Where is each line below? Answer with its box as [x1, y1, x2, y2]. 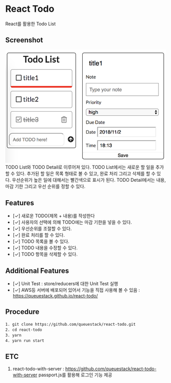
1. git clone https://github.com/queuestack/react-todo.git [5, 322, 136, 327]
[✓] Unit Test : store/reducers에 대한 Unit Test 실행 [12, 281, 118, 287]
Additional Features [5, 266, 69, 275]
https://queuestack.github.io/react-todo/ [12, 293, 98, 299]
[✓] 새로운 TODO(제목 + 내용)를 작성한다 [12, 213, 95, 219]
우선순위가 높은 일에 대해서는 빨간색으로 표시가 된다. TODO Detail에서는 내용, [12, 177, 166, 183]
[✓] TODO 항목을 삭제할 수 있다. [12, 251, 78, 258]
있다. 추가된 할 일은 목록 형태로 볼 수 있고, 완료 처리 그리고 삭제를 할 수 [16, 171, 156, 177]
